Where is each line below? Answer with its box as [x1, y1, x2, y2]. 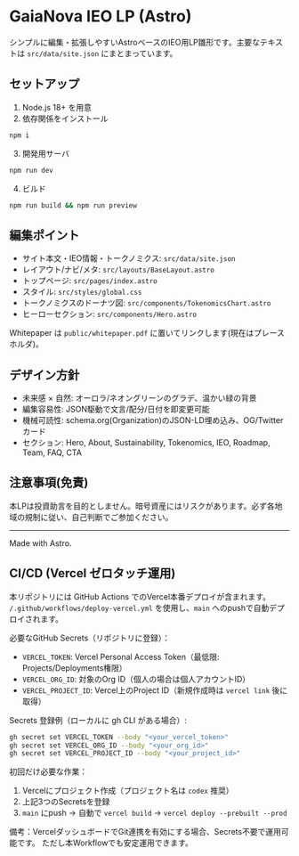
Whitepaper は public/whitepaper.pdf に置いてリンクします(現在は [9, 328, 255, 338]
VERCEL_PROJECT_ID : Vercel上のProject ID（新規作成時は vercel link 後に [21, 684, 288, 696]
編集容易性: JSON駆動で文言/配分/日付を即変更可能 [21, 404, 211, 414]
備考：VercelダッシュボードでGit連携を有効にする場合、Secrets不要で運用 [9, 827, 282, 837]
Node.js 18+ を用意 [21, 102, 92, 112]
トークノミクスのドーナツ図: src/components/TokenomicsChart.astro [21, 298, 271, 308]
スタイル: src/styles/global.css [21, 287, 142, 298]
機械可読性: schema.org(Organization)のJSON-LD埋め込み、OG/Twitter [21, 415, 284, 425]
